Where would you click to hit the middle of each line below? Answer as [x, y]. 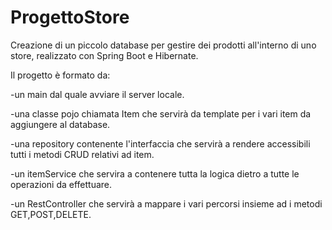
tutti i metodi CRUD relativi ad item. [82, 154]
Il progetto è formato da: [60, 75]
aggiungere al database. [60, 124]
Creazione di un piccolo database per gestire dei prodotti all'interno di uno [163, 45]
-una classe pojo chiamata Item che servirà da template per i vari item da [161, 113]
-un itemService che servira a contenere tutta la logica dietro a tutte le [155, 173]
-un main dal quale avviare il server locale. [97, 94]
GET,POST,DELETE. [51, 214]
